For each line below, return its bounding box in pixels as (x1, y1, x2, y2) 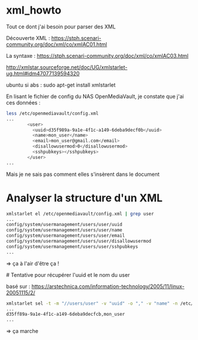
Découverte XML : (6, 34, 50, 41)
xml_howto (6, 4, 62, 17)
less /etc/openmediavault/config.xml (6, 110, 99, 116)
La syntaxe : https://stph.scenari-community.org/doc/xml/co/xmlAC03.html (6, 52, 189, 59)
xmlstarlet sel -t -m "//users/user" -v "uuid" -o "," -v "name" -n (6, 300, 178, 306)
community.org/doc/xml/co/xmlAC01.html (6, 41, 107, 48)
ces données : (6, 99, 41, 106)
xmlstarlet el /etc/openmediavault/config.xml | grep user (6, 211, 154, 217)
